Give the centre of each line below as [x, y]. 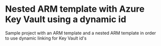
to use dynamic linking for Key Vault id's [46, 38]
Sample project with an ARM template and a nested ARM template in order [81, 33]
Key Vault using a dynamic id [66, 19]
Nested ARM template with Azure [75, 9]
